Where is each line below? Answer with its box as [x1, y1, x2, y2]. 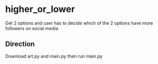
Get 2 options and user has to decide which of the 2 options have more [5, 20, 153, 26]
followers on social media [5, 25, 59, 31]
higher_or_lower [5, 3, 75, 15]
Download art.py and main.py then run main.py [5, 53, 102, 59]
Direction [5, 40, 35, 48]
